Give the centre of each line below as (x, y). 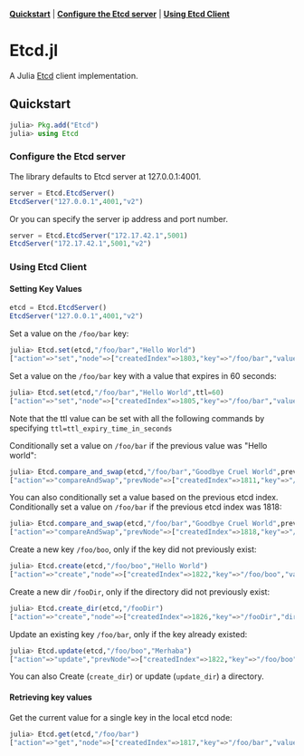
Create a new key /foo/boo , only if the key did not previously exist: (133, 549)
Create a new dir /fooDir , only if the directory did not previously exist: (139, 591)
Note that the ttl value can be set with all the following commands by (137, 418)
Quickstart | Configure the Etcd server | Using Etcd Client (120, 14)
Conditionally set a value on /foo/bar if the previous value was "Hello (138, 445)
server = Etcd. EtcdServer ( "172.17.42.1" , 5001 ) (99, 236)
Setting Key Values (46, 288)
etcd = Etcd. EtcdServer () (58, 308)
